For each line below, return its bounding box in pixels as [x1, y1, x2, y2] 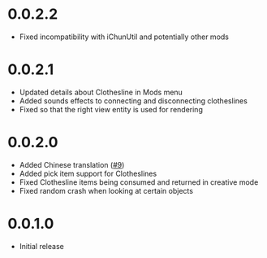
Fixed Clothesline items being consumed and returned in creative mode [19, 177, 259, 187]
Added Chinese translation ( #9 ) [19, 160, 125, 169]
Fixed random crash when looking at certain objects [19, 186, 194, 195]
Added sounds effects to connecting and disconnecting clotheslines [19, 95, 248, 106]
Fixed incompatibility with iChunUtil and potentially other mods [19, 32, 229, 42]
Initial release [19, 241, 64, 251]
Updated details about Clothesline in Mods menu [19, 87, 183, 97]
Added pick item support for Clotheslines [19, 168, 157, 178]
